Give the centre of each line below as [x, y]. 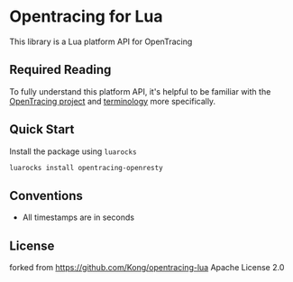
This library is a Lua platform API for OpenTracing [101, 41]
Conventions [46, 196]
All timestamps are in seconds [78, 217]
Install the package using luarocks [73, 151]
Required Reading [60, 70]
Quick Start [42, 129]
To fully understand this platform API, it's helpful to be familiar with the [140, 91]
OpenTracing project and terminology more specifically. [113, 101]
